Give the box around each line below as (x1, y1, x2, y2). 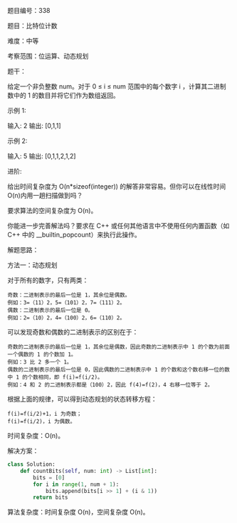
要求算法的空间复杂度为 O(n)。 (7, 206, 98, 214)
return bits (33, 494, 69, 502)
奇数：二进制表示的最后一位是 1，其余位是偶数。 (7, 292, 130, 299)
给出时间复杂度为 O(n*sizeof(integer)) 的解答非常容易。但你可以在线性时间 (7, 182, 226, 191)
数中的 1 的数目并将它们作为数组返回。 (7, 91, 120, 99)
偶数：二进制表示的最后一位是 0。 (7, 307, 94, 314)
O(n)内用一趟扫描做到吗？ (7, 191, 83, 199)
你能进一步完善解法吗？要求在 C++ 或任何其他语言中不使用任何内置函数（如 (7, 221, 230, 230)
